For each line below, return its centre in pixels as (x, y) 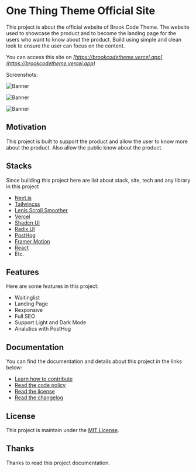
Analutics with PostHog (43, 329)
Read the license (35, 392)
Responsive (28, 310)
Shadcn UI (27, 223)
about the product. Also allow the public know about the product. (84, 147)
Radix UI (25, 229)
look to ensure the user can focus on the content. (66, 46)
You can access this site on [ (41, 57)
